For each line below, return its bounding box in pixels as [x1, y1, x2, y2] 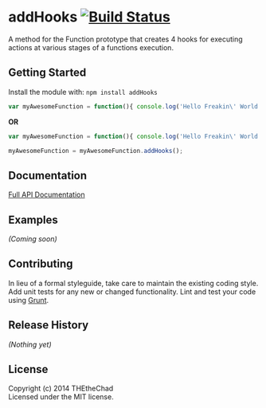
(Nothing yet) [8, 339, 52, 349]
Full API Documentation [8, 190, 85, 199]
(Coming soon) [8, 234, 57, 243]
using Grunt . [8, 295, 49, 304]
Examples [8, 213, 58, 226]
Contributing [8, 257, 73, 271]
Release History [8, 319, 89, 332]
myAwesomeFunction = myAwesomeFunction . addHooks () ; [8, 147, 183, 155]
